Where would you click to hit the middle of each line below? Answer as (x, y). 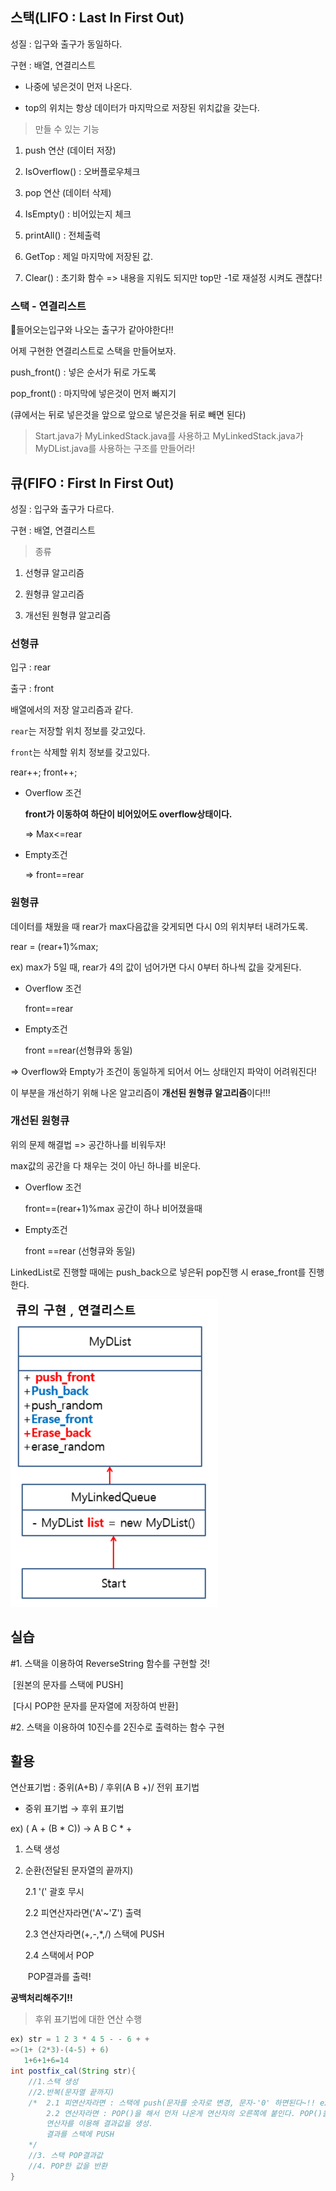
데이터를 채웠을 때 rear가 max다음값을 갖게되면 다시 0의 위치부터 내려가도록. (159, 926)
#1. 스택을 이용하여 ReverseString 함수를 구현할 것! (110, 1663)
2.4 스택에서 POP (59, 1955)
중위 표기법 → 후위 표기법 (74, 1809)
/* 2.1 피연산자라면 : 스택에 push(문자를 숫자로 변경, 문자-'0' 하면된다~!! (172, 2103)
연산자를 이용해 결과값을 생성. (100, 2124)
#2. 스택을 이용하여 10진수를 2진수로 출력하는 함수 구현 (117, 1727)
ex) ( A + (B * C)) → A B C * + (71, 1829)
